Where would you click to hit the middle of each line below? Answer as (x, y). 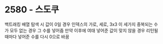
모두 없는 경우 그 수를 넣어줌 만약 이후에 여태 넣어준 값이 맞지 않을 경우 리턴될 (84, 30)
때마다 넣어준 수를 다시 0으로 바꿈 (37, 37)
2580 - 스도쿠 (32, 10)
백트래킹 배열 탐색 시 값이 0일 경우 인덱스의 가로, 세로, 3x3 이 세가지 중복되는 (79, 24)
